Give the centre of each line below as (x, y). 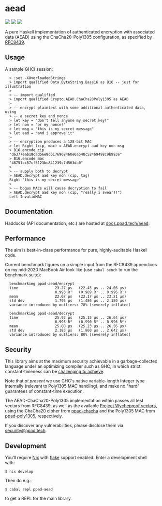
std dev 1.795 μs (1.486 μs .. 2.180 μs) (68, 301)
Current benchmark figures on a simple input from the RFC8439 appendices (81, 265)
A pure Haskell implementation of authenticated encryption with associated (80, 32)
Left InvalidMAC (26, 197)
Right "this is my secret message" (45, 180)
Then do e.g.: (18, 481)
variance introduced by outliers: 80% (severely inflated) (70, 335)
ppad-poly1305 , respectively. (34, 416)
